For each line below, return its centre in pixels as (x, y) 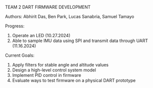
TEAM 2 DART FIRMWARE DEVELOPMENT (48, 7)
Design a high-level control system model (54, 70)
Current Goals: (20, 55)
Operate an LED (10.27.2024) (41, 35)
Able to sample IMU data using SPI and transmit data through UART (80, 41)
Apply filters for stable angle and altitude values (60, 65)
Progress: (15, 26)
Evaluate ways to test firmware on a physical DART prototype (74, 80)
